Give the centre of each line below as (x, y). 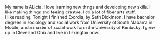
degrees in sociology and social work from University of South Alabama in (79, 22)
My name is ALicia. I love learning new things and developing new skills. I (78, 7)
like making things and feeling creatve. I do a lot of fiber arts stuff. (71, 12)
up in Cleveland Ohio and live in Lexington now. (52, 33)
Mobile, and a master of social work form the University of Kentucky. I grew (80, 27)
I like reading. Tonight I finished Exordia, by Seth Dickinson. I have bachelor (80, 17)
